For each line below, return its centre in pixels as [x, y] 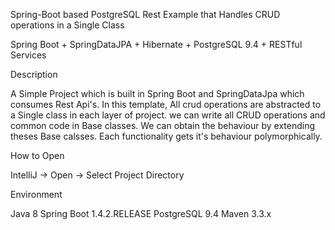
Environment [36, 194]
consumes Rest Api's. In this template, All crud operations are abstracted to [166, 104]
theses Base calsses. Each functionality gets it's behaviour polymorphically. [166, 136]
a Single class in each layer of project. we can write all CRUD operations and [168, 115]
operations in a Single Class [67, 25]
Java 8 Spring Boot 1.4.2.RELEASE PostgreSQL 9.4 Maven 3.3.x [141, 213]
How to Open [37, 155]
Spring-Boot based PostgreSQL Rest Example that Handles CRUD [145, 14]
